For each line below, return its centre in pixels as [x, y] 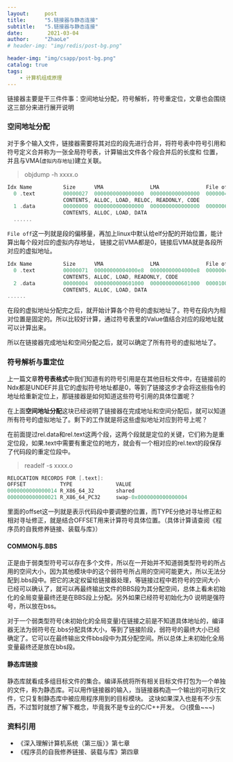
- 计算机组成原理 [41, 78]
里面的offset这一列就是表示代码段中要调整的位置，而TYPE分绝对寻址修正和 [114, 511]
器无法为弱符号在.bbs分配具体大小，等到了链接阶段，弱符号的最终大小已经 [114, 629]
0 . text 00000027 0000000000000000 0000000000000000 [106, 194]
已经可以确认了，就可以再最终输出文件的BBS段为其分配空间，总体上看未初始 [116, 589]
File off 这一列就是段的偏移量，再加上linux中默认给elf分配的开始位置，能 [112, 234]
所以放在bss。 [40, 606]
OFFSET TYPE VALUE [69, 484]
